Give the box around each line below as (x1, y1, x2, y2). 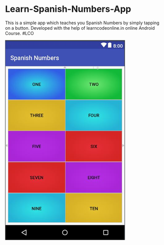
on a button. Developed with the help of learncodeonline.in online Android (5, 25, 155, 31)
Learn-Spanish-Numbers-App (5, 3, 131, 15)
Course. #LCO (5, 30, 34, 36)
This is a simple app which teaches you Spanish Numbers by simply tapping (5, 20, 160, 26)
